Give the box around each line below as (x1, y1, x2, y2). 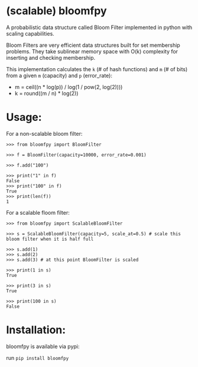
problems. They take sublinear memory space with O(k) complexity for (6, 47, 178, 55)
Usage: (6, 111, 43, 124)
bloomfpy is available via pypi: (6, 343, 80, 350)
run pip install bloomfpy (6, 354, 69, 361)
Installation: (6, 323, 66, 337)
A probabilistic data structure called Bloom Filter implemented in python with (6, 24, 193, 31)
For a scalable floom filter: (6, 209, 70, 216)
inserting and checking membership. (6, 54, 96, 61)
